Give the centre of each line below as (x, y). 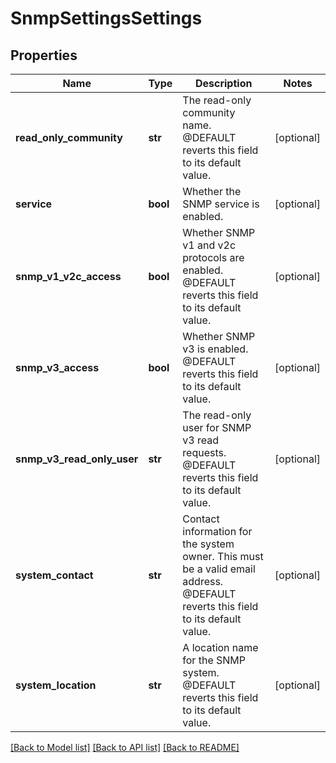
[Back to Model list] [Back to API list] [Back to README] (125, 747)
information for (217, 531)
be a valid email (219, 569)
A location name (220, 647)
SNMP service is (221, 204)
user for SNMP (217, 427)
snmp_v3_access (57, 367)
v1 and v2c (209, 245)
